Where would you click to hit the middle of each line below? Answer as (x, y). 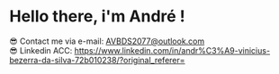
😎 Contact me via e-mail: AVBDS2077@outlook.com (107, 41)
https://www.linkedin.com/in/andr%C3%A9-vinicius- (172, 50)
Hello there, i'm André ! (98, 16)
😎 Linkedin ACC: (41, 50)
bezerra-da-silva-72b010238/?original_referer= (98, 60)
